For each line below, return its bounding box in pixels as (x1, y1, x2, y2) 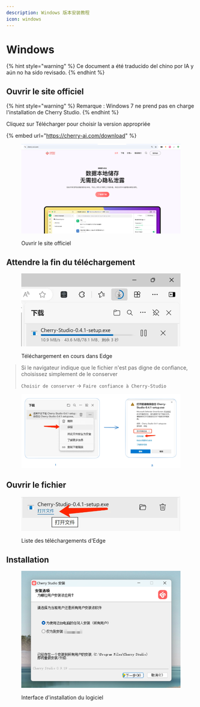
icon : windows (6, 16, 42, 22)
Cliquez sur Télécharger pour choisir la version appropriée (6, 120, 151, 128)
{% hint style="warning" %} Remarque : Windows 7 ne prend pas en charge (6, 102, 195, 110)
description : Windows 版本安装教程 (6, 10, 90, 16)
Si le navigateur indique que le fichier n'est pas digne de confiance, (20, 364, 188, 371)
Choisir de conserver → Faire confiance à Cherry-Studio (20, 382, 167, 389)
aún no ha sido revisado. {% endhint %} (6, 69, 105, 76)
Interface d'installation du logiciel (21, 694, 104, 701)
